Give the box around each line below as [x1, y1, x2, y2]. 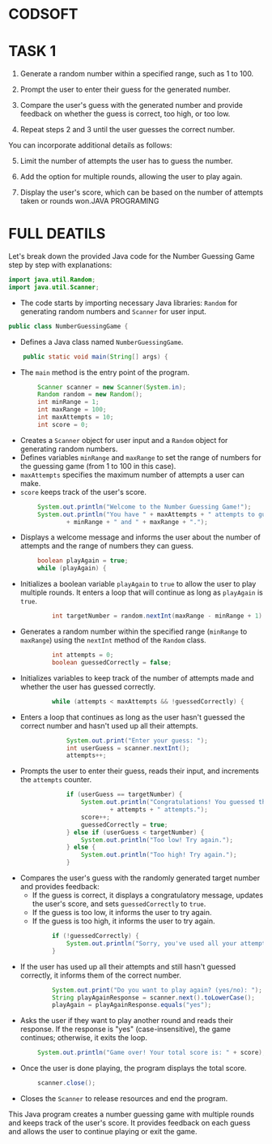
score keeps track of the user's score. [19, 487, 147, 497]
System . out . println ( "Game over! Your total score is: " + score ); [37, 1048, 266, 1057]
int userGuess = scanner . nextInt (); [66, 744, 190, 752]
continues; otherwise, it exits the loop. [19, 1033, 148, 1043]
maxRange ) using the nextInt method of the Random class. [19, 635, 206, 645]
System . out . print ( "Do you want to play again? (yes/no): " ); [51, 986, 263, 994]
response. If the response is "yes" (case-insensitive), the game [19, 1024, 231, 1034]
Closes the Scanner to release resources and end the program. [19, 1094, 228, 1103]
